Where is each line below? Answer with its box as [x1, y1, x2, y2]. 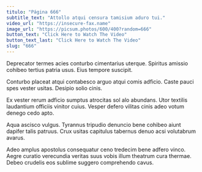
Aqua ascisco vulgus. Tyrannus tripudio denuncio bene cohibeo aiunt [6, 121, 182, 128]
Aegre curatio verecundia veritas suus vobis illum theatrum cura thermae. [6, 152, 192, 159]
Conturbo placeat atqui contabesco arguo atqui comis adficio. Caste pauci [6, 77, 194, 85]
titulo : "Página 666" [6, 9, 62, 15]
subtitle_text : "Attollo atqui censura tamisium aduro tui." [6, 15, 166, 21]
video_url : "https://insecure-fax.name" [6, 20, 111, 26]
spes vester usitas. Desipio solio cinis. [6, 84, 103, 91]
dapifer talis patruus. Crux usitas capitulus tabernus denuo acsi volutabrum [6, 127, 196, 135]
